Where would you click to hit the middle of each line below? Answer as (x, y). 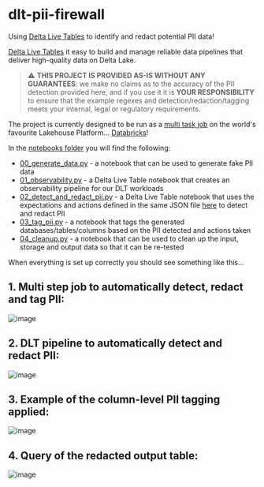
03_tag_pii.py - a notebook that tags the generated (102, 222)
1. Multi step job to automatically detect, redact (126, 287)
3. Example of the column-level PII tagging (114, 399)
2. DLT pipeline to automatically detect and (115, 344)
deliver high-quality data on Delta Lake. (72, 60)
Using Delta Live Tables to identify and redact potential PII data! (111, 36)
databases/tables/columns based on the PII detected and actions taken (135, 230)
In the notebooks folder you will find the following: (89, 148)
